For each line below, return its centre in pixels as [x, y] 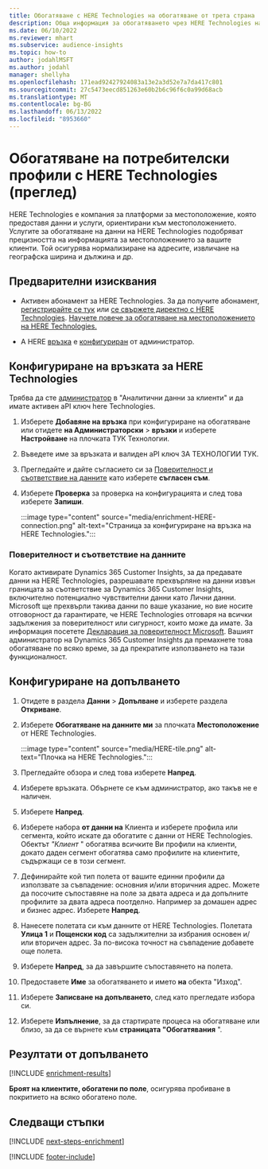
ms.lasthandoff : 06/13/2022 [56, 112]
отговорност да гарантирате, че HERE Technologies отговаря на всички [131, 614]
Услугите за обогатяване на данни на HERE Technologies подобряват [126, 231]
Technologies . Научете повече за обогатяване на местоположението [138, 317]
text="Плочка [43, 757]
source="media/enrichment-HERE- [159, 517]
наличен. [36, 796]
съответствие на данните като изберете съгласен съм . [115, 478]
